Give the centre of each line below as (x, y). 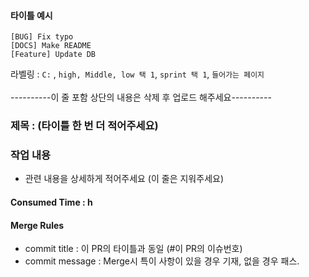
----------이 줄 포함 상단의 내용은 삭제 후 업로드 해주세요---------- (141, 97)
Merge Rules (37, 225)
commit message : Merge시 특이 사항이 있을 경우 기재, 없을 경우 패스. (162, 261)
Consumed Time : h (51, 202)
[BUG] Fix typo (42, 37)
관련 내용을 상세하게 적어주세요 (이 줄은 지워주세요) (124, 179)
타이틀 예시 (31, 15)
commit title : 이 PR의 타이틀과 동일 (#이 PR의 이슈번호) (133, 249)
